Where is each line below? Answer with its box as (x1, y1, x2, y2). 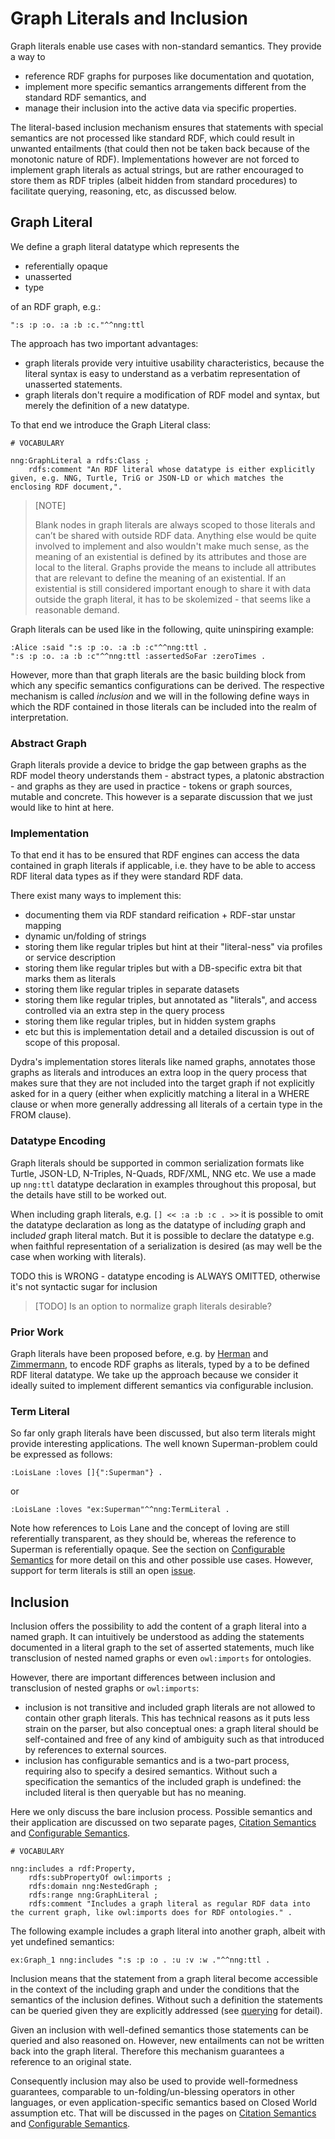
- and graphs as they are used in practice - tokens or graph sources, (10, 780, 293, 792)
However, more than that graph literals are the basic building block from (10, 668, 306, 681)
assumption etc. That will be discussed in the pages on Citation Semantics (10, 2107, 317, 2119)
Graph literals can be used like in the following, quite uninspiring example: (10, 623, 315, 635)
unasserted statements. (24, 378, 123, 390)
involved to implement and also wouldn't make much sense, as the (34, 540, 310, 552)
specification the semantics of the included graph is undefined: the (24, 1776, 302, 1788)
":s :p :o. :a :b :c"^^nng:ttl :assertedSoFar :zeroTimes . (10, 651, 267, 661)
